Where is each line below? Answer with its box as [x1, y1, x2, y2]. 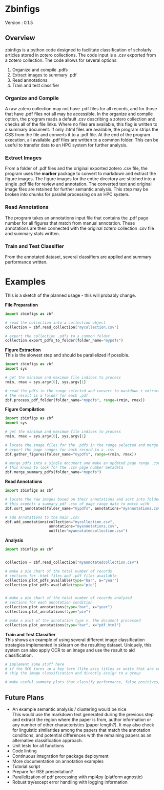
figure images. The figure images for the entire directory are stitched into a [5, 176, 155, 182]
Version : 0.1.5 [5, 20, 33, 25]
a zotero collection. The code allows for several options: [5, 57, 118, 63]
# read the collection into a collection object [5, 320, 106, 325]
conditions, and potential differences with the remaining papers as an [12, 732, 152, 738]
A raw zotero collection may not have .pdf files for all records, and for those [5, 106, 157, 112]
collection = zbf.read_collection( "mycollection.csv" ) [5, 325, 119, 330]
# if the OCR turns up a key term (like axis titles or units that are [5, 666, 154, 671]
